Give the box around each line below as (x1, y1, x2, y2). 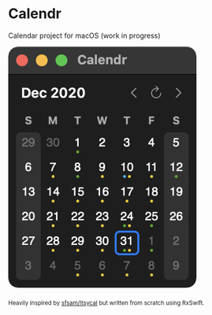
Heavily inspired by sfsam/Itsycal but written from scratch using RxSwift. (8, 298, 205, 307)
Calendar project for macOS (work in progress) (8, 31, 161, 40)
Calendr (8, 5, 61, 23)
